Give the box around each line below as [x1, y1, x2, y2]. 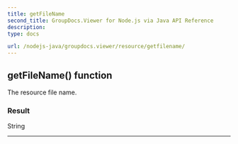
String [7, 122, 25, 131]
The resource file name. [7, 88, 77, 96]
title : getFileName [7, 10, 65, 18]
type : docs [7, 30, 40, 38]
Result [7, 106, 30, 116]
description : [7, 23, 46, 31]
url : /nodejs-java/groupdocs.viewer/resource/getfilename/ [7, 43, 186, 50]
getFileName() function [7, 69, 113, 82]
